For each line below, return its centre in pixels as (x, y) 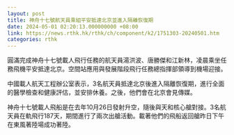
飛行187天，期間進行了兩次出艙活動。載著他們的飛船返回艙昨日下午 (128, 116)
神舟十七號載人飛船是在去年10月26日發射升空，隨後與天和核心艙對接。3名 (114, 107)
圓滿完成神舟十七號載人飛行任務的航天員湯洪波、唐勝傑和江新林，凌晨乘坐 (114, 61)
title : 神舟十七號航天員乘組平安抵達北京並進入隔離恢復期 (80, 20)
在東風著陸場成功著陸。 (41, 125)
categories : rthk (32, 40)
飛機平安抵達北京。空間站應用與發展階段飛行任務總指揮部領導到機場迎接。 (120, 69)
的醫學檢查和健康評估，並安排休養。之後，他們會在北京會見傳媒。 (102, 93)
